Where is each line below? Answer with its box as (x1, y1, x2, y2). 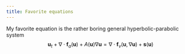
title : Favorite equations (6, 8, 74, 15)
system (6, 31, 25, 39)
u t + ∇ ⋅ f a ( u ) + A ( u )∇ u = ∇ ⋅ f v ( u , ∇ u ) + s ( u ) (47, 40, 154, 49)
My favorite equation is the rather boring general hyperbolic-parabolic (6, 25, 179, 32)
